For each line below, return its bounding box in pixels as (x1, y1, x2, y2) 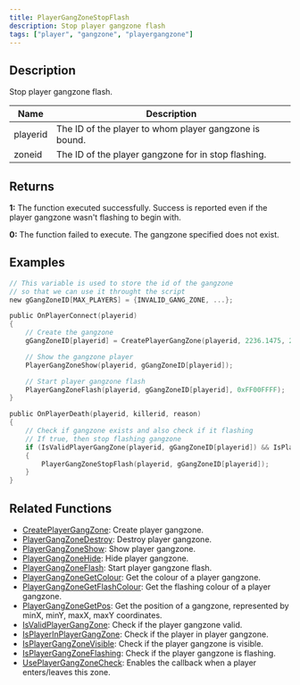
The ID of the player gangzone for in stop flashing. (56, 148, 267, 161)
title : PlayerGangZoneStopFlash (9, 13, 129, 22)
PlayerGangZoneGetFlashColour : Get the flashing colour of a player (21, 581, 271, 592)
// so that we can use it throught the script (9, 287, 186, 296)
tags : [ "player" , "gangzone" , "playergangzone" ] (9, 29, 194, 38)
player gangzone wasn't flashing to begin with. (9, 212, 181, 222)
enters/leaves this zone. (21, 667, 111, 677)
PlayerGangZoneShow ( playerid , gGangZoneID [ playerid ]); (25, 361, 234, 370)
